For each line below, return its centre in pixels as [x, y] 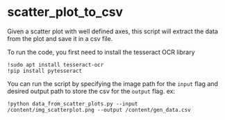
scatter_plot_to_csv [65, 12]
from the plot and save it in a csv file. [60, 38]
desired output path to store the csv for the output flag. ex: [91, 91]
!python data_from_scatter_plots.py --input [73, 104]
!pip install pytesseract [44, 71]
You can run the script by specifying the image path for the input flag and [113, 83]
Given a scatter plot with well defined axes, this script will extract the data [113, 31]
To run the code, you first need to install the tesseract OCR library [101, 52]
